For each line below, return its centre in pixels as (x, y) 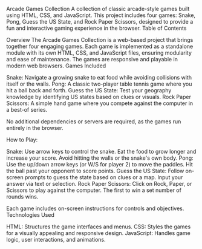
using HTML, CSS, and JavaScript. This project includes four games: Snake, (101, 15)
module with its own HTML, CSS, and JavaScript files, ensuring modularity (99, 53)
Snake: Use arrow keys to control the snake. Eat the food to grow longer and (101, 152)
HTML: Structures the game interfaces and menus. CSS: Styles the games (99, 227)
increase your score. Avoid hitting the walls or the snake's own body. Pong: (100, 158)
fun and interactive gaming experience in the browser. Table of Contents (96, 28)
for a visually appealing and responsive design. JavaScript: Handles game (98, 233)
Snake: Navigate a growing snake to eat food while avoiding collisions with (99, 77)
